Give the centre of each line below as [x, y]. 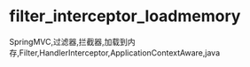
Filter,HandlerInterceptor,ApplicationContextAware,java [120, 52]
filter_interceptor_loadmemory [125, 16]
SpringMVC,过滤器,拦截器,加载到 [69, 41]
